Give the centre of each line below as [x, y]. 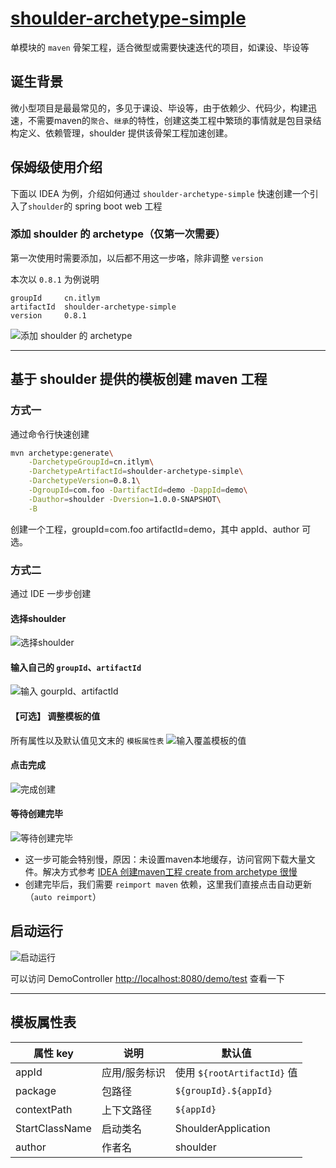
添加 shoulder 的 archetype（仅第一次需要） [118, 234]
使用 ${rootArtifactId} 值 [236, 1072]
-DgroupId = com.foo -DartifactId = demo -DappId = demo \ [138, 490]
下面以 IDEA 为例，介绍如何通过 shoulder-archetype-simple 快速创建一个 [160, 193]
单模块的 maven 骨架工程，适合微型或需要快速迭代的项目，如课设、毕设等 [160, 47]
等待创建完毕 [36, 814]
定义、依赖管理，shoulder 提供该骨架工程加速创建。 [125, 133]
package [36, 1090]
